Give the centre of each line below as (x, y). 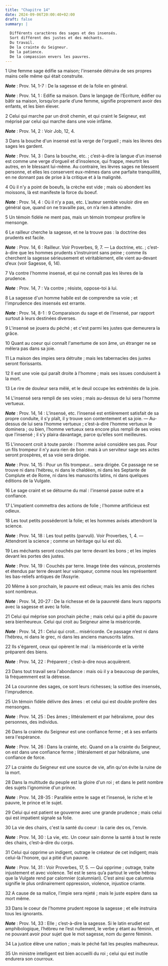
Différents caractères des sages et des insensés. (64, 33)
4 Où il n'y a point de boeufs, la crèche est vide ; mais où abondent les (78, 187)
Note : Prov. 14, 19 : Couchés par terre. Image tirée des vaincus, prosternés (83, 566)
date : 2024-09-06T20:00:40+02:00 (40, 15)
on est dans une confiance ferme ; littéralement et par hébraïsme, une (77, 752)
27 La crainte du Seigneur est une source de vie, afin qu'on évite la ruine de (83, 767)
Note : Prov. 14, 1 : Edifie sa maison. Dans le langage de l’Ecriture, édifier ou (83, 95)
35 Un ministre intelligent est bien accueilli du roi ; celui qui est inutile (76, 953)
